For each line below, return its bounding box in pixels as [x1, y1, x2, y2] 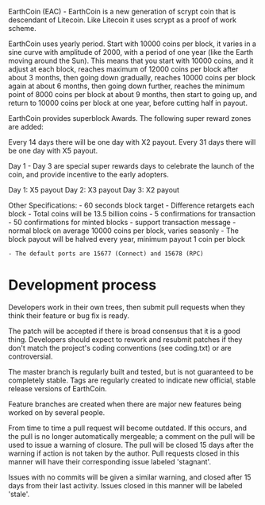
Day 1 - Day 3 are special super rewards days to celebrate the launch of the [8, 161, 255, 170]
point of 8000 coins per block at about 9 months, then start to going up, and [8, 90, 258, 99]
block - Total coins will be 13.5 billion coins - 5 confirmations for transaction [8, 209, 256, 218]
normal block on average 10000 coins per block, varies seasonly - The [8, 226, 240, 235]
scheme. [8, 24, 37, 33]
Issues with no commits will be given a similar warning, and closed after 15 [8, 472, 252, 482]
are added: [8, 122, 44, 131]
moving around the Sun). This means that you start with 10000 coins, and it [8, 56, 254, 65]
